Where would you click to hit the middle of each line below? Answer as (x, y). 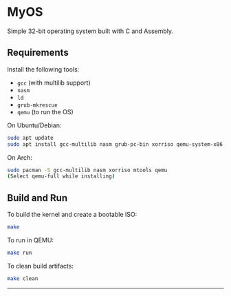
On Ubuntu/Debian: (34, 125)
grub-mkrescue (37, 105)
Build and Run (37, 198)
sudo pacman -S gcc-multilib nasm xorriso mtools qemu (87, 170)
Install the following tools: (43, 69)
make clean (23, 278)
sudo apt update (30, 138)
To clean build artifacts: (41, 266)
